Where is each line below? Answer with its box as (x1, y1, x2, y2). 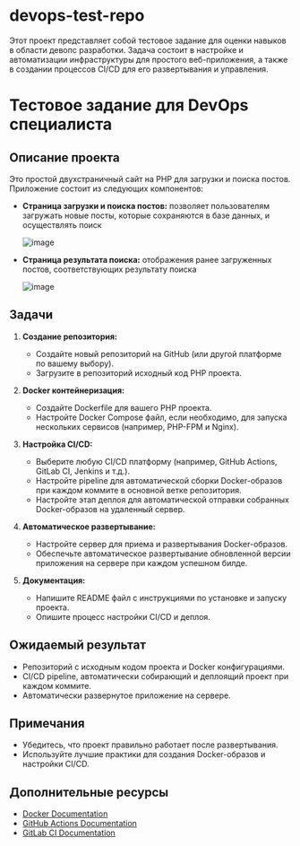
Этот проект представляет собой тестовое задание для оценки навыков (9, 35, 287, 46)
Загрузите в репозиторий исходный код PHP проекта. (35, 367, 242, 378)
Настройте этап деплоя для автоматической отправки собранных (35, 494, 289, 505)
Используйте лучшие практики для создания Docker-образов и (21, 749, 266, 760)
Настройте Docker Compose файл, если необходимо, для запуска (35, 412, 288, 423)
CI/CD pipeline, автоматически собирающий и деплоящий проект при (21, 670, 289, 682)
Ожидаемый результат (9, 638, 146, 653)
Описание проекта (9, 150, 120, 165)
